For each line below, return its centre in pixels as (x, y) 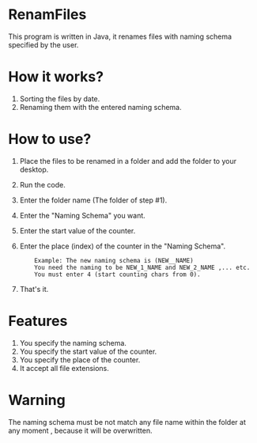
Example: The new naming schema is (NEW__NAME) (114, 260)
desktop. (34, 169)
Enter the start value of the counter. (77, 230)
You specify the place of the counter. (80, 360)
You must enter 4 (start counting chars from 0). (117, 275)
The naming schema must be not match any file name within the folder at (127, 422)
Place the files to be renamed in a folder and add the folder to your (128, 161)
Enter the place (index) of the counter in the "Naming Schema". (123, 246)
